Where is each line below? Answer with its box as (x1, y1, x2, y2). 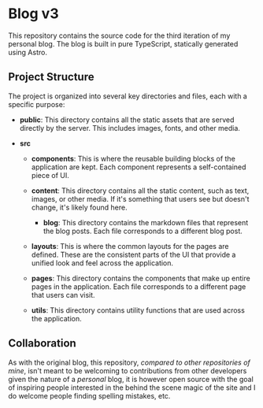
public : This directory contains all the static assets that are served (19, 115, 235, 124)
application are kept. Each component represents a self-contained (31, 162, 246, 172)
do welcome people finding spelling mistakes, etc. (8, 391, 171, 400)
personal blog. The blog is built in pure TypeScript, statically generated (8, 39, 239, 48)
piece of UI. (31, 170, 69, 180)
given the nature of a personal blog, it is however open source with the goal (8, 374, 254, 384)
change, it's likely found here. (31, 202, 128, 212)
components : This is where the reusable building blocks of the (31, 154, 236, 163)
